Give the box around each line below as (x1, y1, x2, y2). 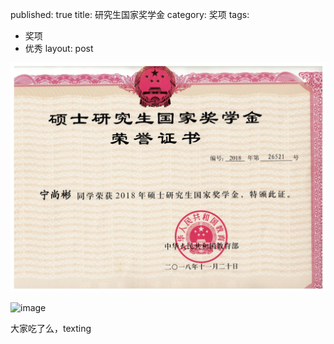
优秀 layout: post (24, 43, 94, 54)
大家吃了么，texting (10, 323, 92, 335)
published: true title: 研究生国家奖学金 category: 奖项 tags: (10, 9, 250, 20)
